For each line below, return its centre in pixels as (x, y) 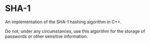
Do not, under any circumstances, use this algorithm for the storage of (75, 31)
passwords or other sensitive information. (46, 36)
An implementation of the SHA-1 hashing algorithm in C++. (63, 22)
